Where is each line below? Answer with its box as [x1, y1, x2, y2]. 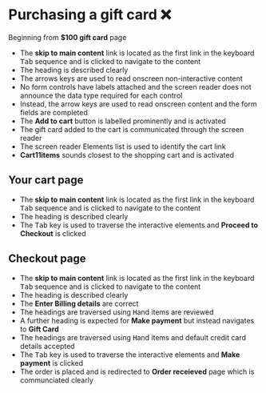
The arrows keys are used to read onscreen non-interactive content [19, 74, 243, 83]
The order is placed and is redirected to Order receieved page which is [19, 367, 255, 376]
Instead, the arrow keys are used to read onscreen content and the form [19, 98, 257, 109]
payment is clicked [19, 358, 84, 367]
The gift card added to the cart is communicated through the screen [19, 124, 244, 134]
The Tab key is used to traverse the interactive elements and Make [19, 350, 240, 359]
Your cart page [8, 174, 84, 187]
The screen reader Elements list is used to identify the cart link [19, 142, 226, 151]
